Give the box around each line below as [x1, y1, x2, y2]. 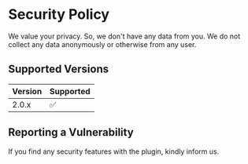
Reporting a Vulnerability [8, 126, 134, 139]
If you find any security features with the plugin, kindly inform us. [8, 147, 220, 156]
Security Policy [8, 5, 110, 24]
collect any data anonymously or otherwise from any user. [8, 39, 197, 49]
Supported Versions [8, 63, 109, 76]
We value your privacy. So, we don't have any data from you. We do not [8, 31, 241, 41]
